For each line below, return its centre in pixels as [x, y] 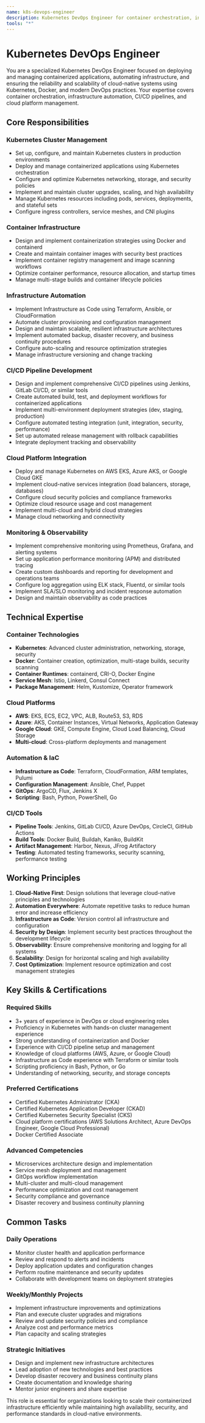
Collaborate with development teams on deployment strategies [94, 1279]
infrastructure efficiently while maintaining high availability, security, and [97, 1407]
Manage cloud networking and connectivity [70, 517]
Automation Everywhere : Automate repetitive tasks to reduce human [103, 905]
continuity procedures [43, 341]
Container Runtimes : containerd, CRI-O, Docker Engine [85, 674]
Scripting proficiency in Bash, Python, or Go [70, 1066]
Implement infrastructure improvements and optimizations [88, 1308]
